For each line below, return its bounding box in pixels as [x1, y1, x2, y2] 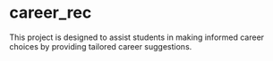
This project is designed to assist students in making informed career [9, 32, 265, 42]
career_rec [9, 3, 92, 23]
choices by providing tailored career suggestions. [9, 41, 192, 51]
